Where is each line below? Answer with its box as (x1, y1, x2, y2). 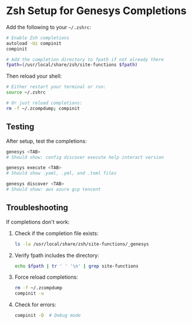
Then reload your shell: (6, 72, 62, 80)
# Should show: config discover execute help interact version (6, 154, 164, 160)
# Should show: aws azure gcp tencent (6, 186, 101, 192)
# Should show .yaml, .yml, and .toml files (6, 171, 117, 176)
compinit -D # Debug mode (14, 313, 81, 319)
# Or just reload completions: (6, 100, 83, 106)
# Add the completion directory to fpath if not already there (6, 56, 164, 62)
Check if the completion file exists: (14, 229, 99, 236)
